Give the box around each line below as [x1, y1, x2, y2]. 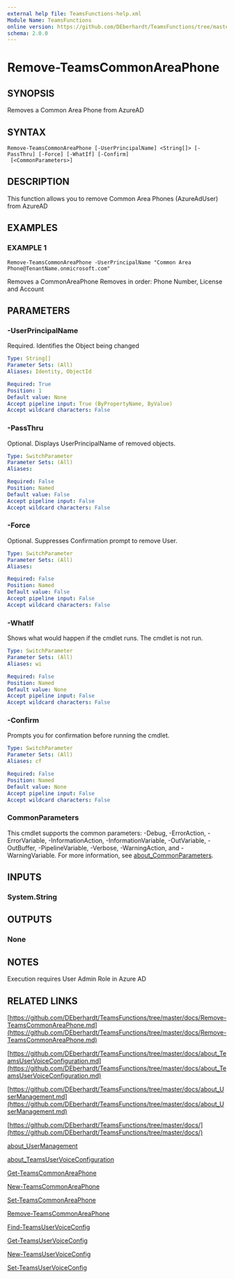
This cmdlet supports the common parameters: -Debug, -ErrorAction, [7, 829, 207, 837]
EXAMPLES [7, 222, 58, 234]
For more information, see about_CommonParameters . [58, 851, 214, 859]
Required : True [7, 380, 52, 387]
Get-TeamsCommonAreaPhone [7, 1169, 97, 1177]
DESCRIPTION [7, 176, 70, 188]
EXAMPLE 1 [7, 243, 47, 253]
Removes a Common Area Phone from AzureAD [7, 106, 144, 114]
